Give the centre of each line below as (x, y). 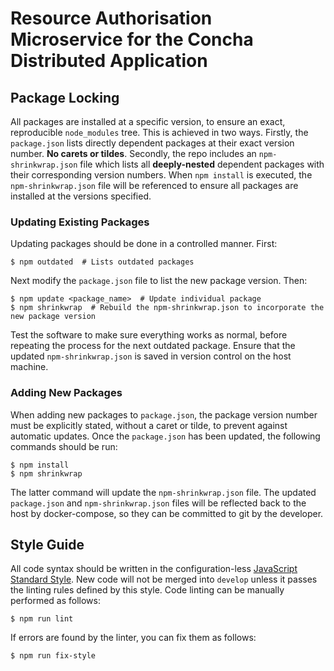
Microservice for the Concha (132, 39)
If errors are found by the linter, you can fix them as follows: (133, 638)
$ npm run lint (42, 619)
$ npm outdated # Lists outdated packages (102, 262)
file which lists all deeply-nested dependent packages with (202, 164)
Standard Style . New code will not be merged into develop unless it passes (164, 579)
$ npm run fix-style (53, 656)
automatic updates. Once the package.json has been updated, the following (165, 436)
